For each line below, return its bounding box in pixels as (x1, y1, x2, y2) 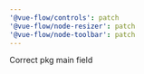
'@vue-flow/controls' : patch (9, 13, 120, 23)
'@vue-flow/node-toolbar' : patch (9, 30, 136, 39)
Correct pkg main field (9, 55, 93, 66)
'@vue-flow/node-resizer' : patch (9, 22, 136, 31)
